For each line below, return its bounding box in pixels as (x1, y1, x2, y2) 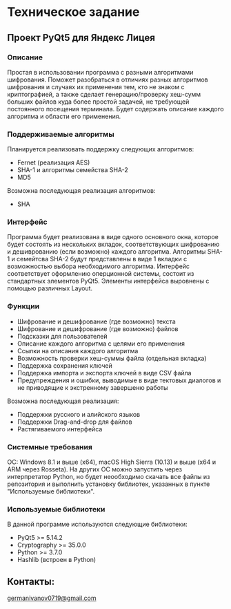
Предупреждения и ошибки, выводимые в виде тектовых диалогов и (17, 376, 221, 384)
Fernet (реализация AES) (17, 158, 90, 167)
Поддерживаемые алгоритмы (7, 129, 115, 139)
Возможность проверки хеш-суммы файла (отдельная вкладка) (17, 354, 207, 362)
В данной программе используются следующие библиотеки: (7, 520, 188, 529)
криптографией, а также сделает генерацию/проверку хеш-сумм (7, 90, 201, 98)
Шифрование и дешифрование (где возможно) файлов (17, 324, 179, 332)
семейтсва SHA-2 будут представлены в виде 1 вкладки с (16, 255, 188, 263)
